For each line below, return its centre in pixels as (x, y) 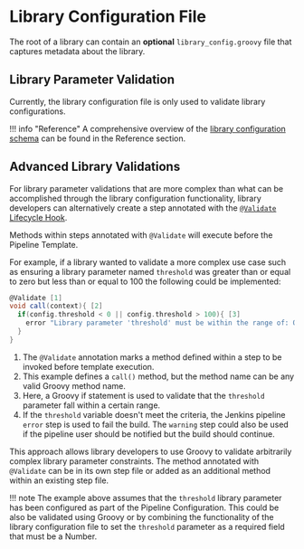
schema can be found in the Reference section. (98, 138)
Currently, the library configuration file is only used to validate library (138, 101)
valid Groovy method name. (74, 385)
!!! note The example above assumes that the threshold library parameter (146, 497)
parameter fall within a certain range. (91, 405)
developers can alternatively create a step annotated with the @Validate (143, 208)
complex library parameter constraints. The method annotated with (134, 461)
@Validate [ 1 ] (36, 298)
